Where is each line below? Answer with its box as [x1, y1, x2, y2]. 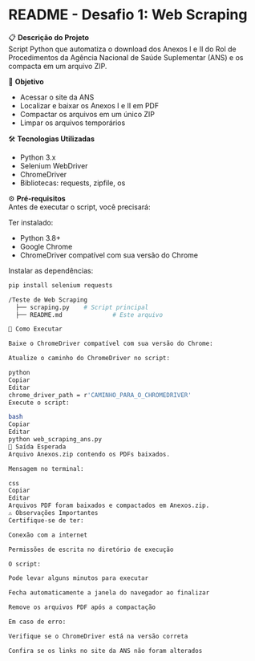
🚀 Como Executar [8, 325, 63, 334]
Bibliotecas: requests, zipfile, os [19, 178, 126, 188]
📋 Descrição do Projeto [8, 32, 90, 42]
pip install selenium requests [8, 281, 113, 290]
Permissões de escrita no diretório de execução [8, 545, 174, 554]
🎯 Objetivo [8, 76, 44, 86]
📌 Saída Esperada [8, 443, 67, 451]
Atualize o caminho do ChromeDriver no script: [8, 355, 171, 363]
